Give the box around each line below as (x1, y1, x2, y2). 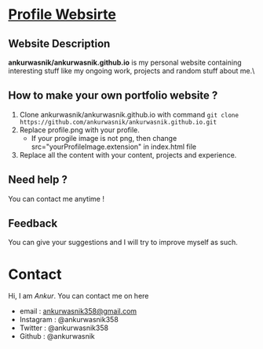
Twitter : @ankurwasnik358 (19, 323, 108, 332)
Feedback (8, 217, 58, 230)
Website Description (8, 37, 111, 50)
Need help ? (8, 173, 68, 187)
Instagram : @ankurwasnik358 (19, 315, 119, 325)
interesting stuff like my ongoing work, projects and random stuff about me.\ (8, 66, 255, 76)
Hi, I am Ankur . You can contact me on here (8, 291, 149, 301)
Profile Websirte (8, 6, 116, 24)
